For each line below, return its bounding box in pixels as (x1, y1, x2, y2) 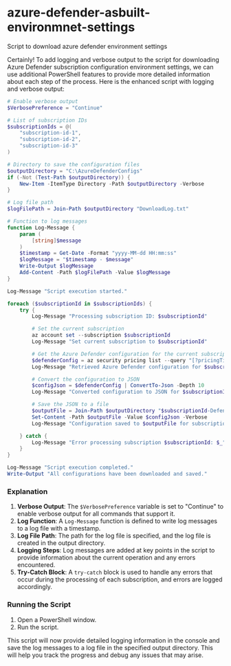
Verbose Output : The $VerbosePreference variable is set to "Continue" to (16, 502, 224, 511)
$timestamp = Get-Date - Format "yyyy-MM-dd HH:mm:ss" (19, 249, 177, 257)
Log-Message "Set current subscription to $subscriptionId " (32, 338, 208, 345)
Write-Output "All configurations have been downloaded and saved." (7, 471, 208, 478)
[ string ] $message (32, 237, 81, 244)
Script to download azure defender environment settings (7, 42, 168, 50)
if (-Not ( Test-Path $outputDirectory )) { (7, 174, 131, 181)
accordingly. (16, 583, 53, 591)
